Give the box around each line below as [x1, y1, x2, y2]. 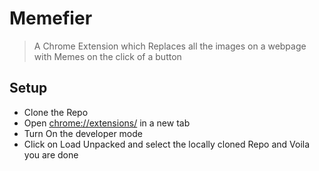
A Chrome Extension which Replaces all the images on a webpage [33, 40, 307, 52]
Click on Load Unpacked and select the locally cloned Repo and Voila [23, 138, 311, 150]
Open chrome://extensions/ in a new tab [23, 117, 191, 129]
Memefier [9, 7, 93, 30]
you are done [23, 148, 79, 161]
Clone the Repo [23, 106, 89, 118]
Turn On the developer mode [23, 127, 143, 139]
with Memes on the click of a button [33, 50, 182, 62]
